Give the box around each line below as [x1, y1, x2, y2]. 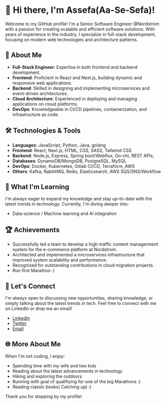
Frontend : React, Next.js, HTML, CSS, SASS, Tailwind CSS [12, 147, 132, 153]
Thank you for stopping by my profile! [5, 393, 82, 399]
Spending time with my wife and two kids [12, 362, 97, 368]
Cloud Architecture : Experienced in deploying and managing [12, 96, 137, 101]
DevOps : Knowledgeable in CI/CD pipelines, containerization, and [12, 106, 147, 112]
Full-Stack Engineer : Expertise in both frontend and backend [12, 64, 138, 70]
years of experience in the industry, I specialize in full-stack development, [5, 31, 156, 37]
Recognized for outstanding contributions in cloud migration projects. [12, 262, 155, 268]
